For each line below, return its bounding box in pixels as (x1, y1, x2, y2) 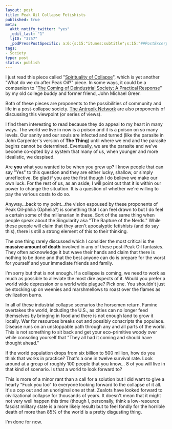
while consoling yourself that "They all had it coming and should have (5, 335, 152, 341)
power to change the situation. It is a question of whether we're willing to (5, 186, 159, 192)
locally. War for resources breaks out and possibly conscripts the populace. (5, 318, 165, 324)
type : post (5, 55, 29, 61)
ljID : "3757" (10, 36, 38, 42)
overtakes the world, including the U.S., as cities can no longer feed (5, 307, 148, 314)
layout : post (5, 7, 33, 13)
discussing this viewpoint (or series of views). (5, 111, 102, 118)
